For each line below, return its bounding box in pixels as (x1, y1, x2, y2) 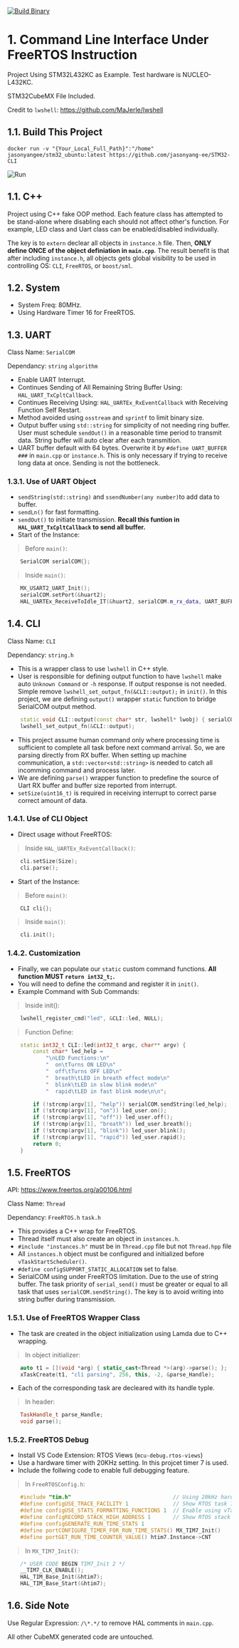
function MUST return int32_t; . (17, 972, 115, 980)
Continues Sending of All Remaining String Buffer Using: (17, 383, 183, 392)
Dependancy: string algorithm (7, 362, 98, 370)
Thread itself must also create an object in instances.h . (17, 1235, 180, 1243)
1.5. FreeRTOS (7, 1166, 71, 1178)
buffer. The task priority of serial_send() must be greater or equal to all (17, 1280, 228, 1289)
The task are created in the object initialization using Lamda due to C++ (17, 1329, 228, 1337)
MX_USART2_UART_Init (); (20, 585, 91, 592)
